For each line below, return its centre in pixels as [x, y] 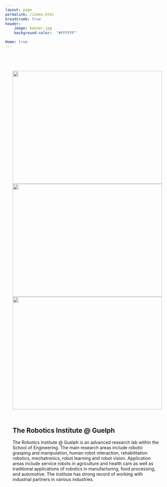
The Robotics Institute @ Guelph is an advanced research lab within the [85, 442]
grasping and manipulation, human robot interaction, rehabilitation [80, 453]
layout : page [19, 10]
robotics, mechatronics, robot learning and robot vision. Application [81, 458]
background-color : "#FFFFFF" [45, 33]
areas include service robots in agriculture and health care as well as [83, 464]
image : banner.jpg [33, 28]
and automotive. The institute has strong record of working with [78, 474]
